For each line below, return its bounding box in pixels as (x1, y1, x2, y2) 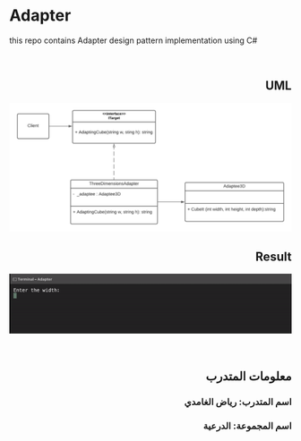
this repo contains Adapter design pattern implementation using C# (9, 35, 258, 46)
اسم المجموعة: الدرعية (202, 420, 292, 432)
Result (254, 250, 292, 265)
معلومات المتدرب (205, 369, 292, 384)
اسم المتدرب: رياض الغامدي (184, 395, 292, 408)
